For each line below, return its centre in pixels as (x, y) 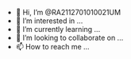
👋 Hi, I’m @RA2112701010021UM (68, 12)
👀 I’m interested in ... (49, 21)
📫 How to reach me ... (52, 47)
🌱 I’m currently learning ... (58, 29)
